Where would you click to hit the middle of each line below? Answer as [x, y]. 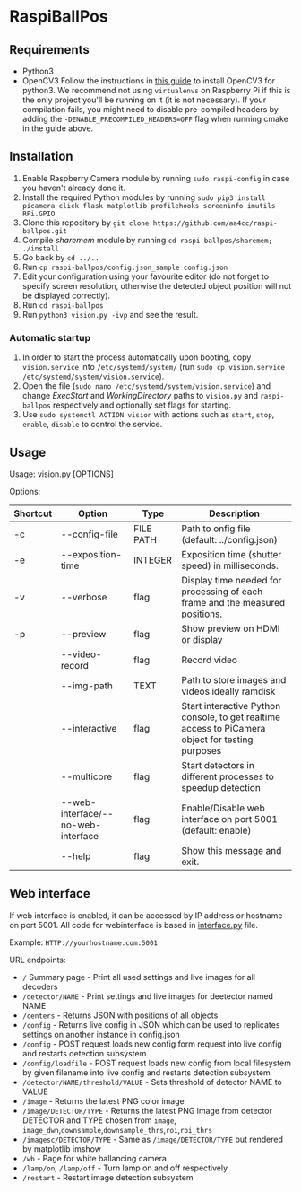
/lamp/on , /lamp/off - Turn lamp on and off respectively [125, 1168]
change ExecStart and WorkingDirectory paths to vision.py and [140, 396]
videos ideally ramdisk [228, 691]
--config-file [90, 534]
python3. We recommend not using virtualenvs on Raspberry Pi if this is [156, 90]
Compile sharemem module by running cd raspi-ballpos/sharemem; [147, 240]
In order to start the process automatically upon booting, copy [137, 357]
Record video [209, 660]
